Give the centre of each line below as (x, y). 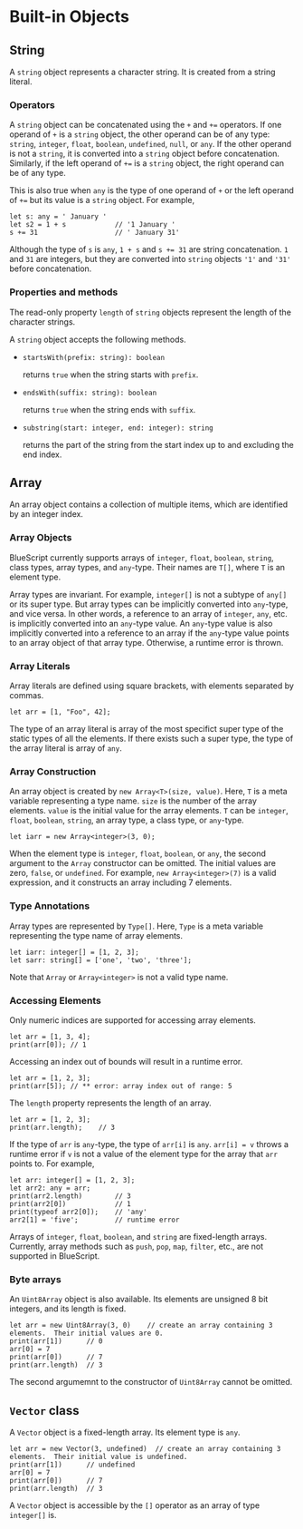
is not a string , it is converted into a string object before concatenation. (145, 154)
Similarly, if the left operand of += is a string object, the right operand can (147, 163)
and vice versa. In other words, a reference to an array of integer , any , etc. (148, 613)
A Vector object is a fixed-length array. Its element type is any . (125, 1432)
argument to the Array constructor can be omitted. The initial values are (142, 863)
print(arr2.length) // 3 (70, 1196)
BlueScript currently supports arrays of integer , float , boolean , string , (142, 557)
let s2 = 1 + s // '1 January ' (93, 225)
